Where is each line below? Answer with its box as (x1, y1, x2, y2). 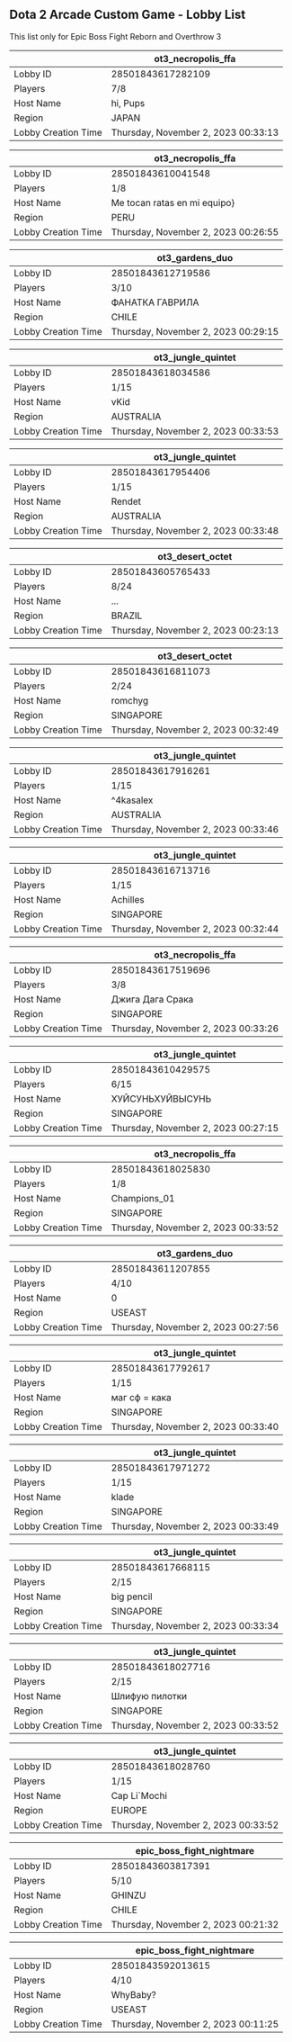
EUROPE (111, 1804, 148, 1816)
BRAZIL (111, 609, 143, 622)
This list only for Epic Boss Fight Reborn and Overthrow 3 (9, 31, 222, 41)
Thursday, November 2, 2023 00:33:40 (111, 1420, 279, 1433)
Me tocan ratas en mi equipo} (111, 196, 235, 209)
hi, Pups (111, 96, 146, 109)
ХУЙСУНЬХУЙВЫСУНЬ (111, 1093, 212, 1105)
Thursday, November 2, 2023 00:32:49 (111, 724, 279, 736)
